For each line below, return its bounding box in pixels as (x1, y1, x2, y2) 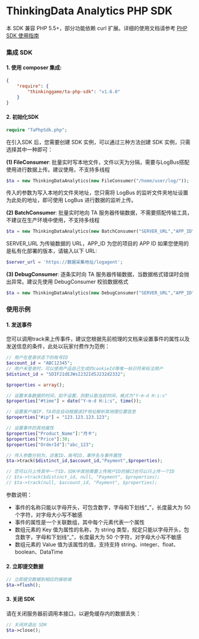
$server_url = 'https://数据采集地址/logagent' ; (6, 260, 123, 265)
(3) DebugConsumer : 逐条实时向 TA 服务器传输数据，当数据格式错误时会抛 (6, 271, 190, 278)
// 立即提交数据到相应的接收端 (6, 577, 72, 583)
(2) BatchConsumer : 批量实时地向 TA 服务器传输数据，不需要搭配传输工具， (6, 209, 192, 216)
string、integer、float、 (121, 540, 179, 548)
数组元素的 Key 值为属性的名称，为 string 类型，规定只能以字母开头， (14, 526, 184, 533)
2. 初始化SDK (6, 113, 39, 121)
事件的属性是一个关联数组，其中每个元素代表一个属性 (14, 518, 145, 526)
